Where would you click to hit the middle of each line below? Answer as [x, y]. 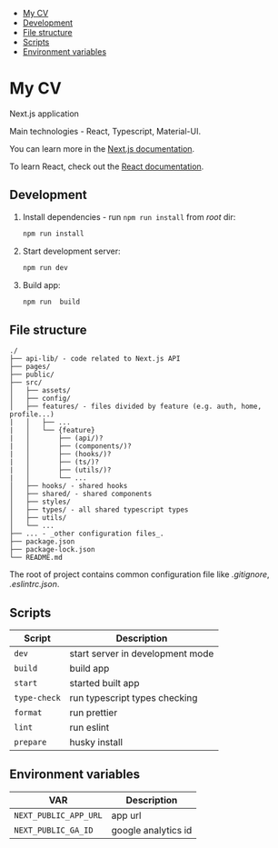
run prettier [94, 713]
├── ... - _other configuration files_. [87, 534]
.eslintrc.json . [35, 584]
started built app [104, 683]
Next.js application [45, 114]
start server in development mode [142, 653]
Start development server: [71, 251]
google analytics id [152, 830]
